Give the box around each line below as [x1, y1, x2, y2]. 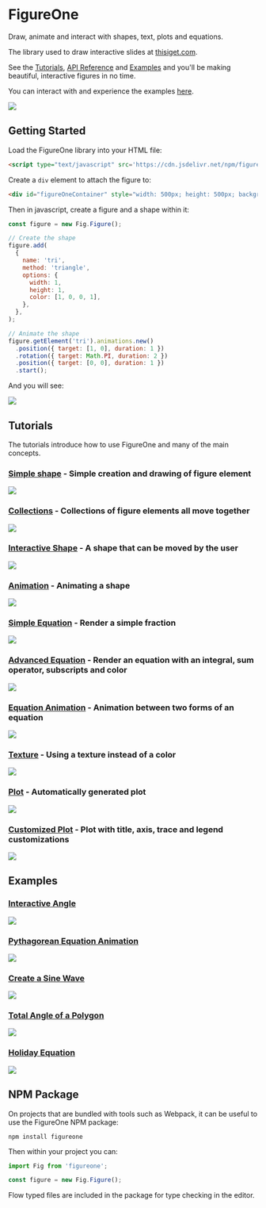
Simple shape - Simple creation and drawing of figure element [8, 468, 252, 479]
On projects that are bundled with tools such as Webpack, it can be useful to [8, 1109, 258, 1118]
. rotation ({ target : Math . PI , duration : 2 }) [15, 351, 169, 360]
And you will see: [8, 381, 64, 390]
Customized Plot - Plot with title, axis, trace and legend [8, 823, 224, 834]
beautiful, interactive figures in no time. [8, 71, 136, 80]
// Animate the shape [8, 329, 80, 338]
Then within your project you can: [8, 1146, 119, 1156]
